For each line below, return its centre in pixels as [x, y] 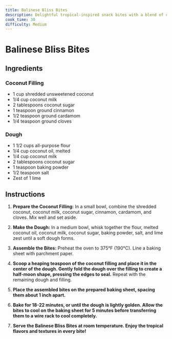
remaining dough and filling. [42, 280]
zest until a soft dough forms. [44, 238]
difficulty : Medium [26, 24]
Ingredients [24, 68]
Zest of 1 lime [27, 178]
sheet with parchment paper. [43, 254]
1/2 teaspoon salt [31, 173]
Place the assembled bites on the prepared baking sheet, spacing [84, 290]
